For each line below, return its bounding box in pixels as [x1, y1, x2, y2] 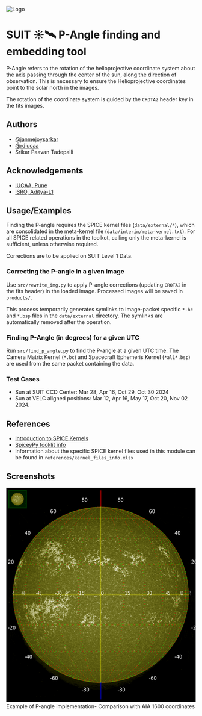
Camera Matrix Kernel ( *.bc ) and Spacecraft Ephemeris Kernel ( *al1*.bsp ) [6, 353, 191, 361]
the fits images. [6, 102, 44, 109]
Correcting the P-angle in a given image [6, 267, 125, 276]
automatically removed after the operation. [6, 318, 112, 325]
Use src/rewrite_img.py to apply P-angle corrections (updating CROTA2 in [6, 281, 187, 288]
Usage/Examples [6, 205, 72, 216]
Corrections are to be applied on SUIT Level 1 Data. [6, 252, 133, 260]
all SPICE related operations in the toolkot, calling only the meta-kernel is [6, 234, 186, 241]
